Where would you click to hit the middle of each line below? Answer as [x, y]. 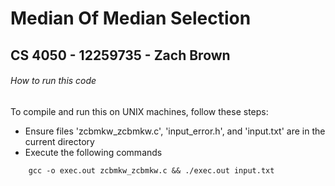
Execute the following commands [93, 152]
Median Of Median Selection [131, 18]
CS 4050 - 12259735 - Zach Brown [120, 55]
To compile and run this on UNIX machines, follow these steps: [139, 111]
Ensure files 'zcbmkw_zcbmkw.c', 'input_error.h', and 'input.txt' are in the [175, 131]
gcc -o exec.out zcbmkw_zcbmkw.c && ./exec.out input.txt [151, 170]
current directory [59, 141]
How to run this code [53, 81]
